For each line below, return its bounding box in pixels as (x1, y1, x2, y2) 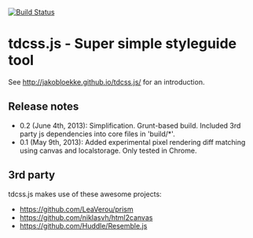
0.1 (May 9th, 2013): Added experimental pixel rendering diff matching (19, 137, 246, 146)
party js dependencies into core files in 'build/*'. (19, 129, 175, 139)
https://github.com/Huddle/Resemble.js (19, 221, 148, 230)
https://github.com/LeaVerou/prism (19, 204, 134, 214)
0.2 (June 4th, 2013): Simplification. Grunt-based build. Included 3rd (19, 121, 241, 130)
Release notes (8, 100, 79, 114)
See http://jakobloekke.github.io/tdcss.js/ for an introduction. (8, 77, 205, 86)
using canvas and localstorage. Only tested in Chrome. (19, 146, 197, 155)
